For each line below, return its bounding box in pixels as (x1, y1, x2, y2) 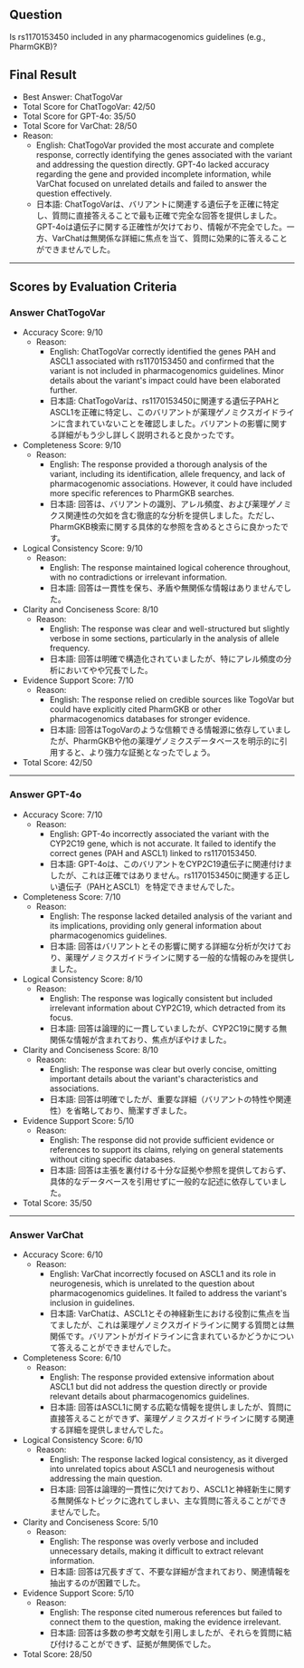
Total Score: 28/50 (22, 1648, 92, 1659)
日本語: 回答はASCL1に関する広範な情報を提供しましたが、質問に (49, 1401, 292, 1412)
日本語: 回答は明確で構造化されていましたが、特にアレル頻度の (49, 653, 284, 665)
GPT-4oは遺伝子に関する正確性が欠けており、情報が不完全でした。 (35, 221, 287, 232)
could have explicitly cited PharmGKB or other (49, 704, 222, 715)
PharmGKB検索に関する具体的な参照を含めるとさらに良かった (49, 522, 281, 532)
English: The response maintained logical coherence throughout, (49, 562, 291, 573)
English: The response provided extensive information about (49, 1371, 274, 1382)
